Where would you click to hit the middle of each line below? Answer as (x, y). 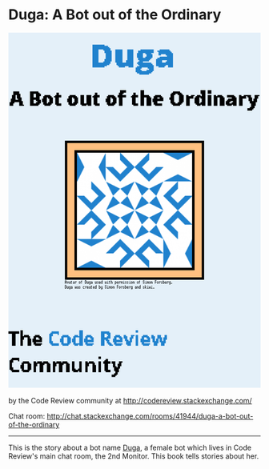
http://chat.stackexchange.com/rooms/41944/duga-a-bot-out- (150, 416)
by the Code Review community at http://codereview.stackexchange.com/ (130, 401)
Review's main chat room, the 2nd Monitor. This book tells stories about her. (134, 456)
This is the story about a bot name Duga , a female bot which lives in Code (130, 448)
